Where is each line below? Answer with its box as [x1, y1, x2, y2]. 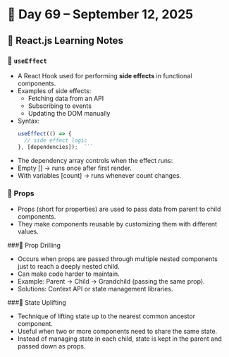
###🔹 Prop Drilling [7, 241, 61, 249]
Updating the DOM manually [27, 109, 111, 117]
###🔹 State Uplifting [7, 298, 67, 306]
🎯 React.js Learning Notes [7, 35, 123, 47]
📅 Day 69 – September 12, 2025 [7, 6, 194, 23]
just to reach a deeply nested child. [17, 262, 120, 270]
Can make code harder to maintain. [17, 270, 120, 278]
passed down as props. [17, 341, 86, 350]
